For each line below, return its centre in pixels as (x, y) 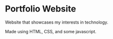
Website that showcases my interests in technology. (57, 22)
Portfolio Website (41, 9)
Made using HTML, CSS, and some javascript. (51, 31)
